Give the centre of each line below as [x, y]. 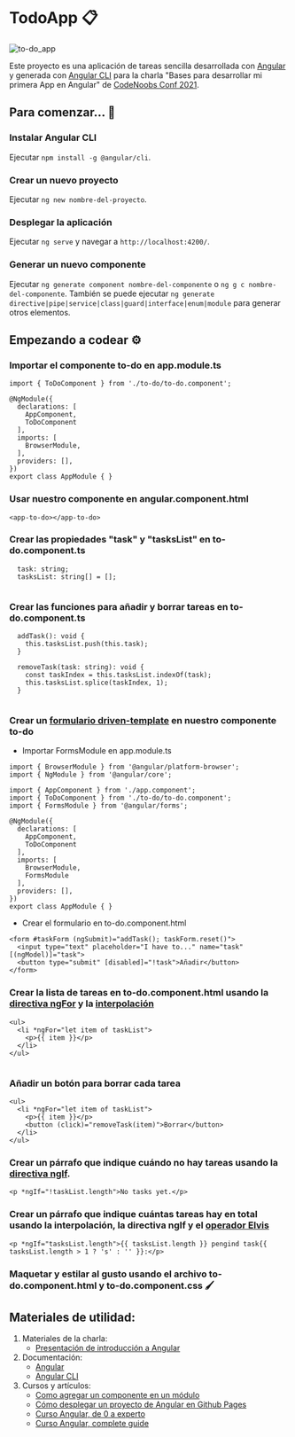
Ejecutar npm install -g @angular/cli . [80, 157]
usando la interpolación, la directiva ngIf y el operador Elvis [140, 1225]
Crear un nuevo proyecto [64, 180]
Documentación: [52, 1357]
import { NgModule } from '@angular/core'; [91, 775]
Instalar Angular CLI [53, 137]
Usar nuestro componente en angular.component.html [129, 499]
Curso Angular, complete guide [92, 1424]
